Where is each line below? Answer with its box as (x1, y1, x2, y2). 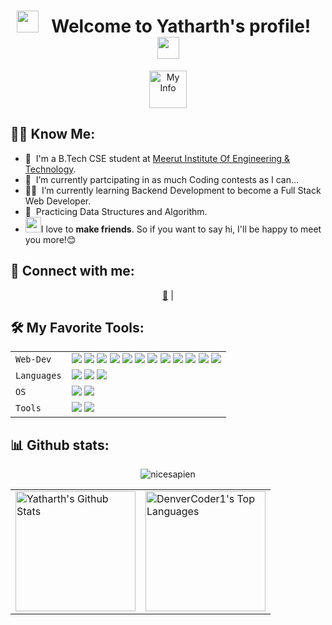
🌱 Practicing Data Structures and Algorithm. (24, 205, 208, 217)
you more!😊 (24, 233, 77, 245)
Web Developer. (24, 195, 92, 207)
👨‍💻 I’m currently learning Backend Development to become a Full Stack (24, 184, 322, 196)
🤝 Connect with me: (10, 263, 135, 280)
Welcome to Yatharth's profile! (51, 15, 312, 38)
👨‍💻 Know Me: (10, 126, 96, 143)
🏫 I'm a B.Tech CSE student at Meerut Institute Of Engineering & (24, 152, 291, 164)
